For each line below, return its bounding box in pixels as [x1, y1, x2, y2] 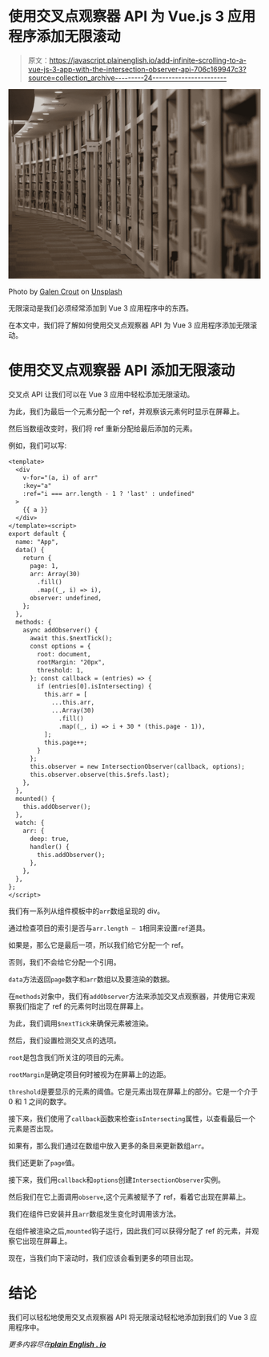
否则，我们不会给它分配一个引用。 [8, 957, 121, 967]
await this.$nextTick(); [29, 634, 113, 642]
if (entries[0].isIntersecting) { [37, 682, 152, 690]
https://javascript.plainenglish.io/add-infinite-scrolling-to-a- [49, 55, 247, 65]
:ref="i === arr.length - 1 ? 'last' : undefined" [22, 490, 195, 498]
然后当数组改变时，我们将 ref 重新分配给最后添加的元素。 [8, 423, 198, 433]
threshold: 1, [37, 666, 84, 674]
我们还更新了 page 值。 [8, 1157, 79, 1168]
